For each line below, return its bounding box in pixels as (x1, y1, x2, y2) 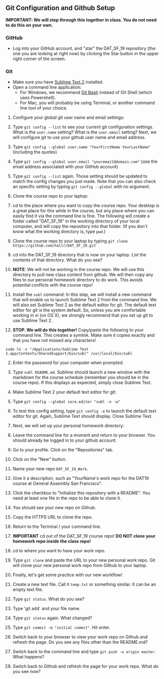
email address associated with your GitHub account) (12, 164, 119, 170)
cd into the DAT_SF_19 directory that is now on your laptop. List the (12, 252, 146, 258)
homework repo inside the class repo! (12, 538, 91, 544)
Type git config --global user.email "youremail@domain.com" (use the (12, 158, 158, 164)
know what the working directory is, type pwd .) (12, 228, 106, 234)
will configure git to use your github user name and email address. (12, 135, 146, 140)
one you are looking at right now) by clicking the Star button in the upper (12, 51, 159, 57)
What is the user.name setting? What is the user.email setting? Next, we (12, 129, 157, 135)
